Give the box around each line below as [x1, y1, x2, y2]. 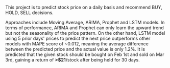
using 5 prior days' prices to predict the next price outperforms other [5, 35, 151, 41]
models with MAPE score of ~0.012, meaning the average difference [5, 41, 149, 47]
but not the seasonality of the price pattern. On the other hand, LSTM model [5, 30, 165, 36]
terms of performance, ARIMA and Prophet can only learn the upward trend [5, 25, 164, 31]
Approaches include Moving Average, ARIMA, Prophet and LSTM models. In [5, 20, 165, 25]
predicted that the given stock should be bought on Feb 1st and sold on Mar [5, 51, 164, 57]
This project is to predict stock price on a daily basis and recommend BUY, [5, 5, 162, 10]
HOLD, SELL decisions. [5, 10, 54, 16]
